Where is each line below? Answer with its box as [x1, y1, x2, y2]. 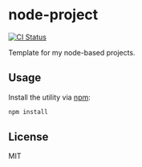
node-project [8, 6, 99, 24]
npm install [8, 108, 48, 116]
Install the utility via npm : [8, 92, 91, 102]
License [8, 130, 49, 144]
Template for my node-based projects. [8, 47, 136, 57]
